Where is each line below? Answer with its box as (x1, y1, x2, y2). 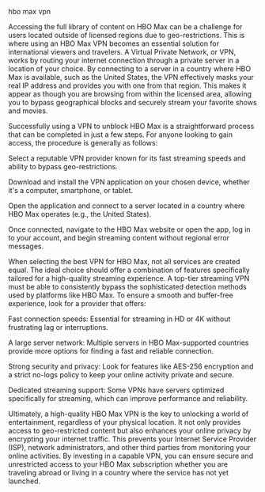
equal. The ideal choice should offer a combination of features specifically (8, 265, 251, 274)
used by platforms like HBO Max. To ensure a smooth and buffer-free (8, 290, 233, 300)
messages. (8, 241, 44, 251)
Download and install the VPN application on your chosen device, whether (8, 177, 251, 187)
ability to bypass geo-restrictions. (8, 162, 119, 171)
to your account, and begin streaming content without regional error (8, 233, 230, 242)
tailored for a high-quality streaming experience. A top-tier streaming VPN (8, 274, 250, 283)
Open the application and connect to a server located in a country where (8, 201, 245, 210)
